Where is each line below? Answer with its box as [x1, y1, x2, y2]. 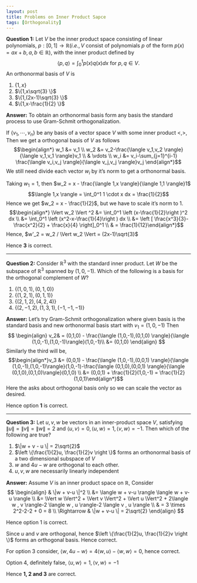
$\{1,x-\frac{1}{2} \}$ [14, 100, 65, 107]
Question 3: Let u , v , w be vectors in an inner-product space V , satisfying [6, 419, 183, 426]
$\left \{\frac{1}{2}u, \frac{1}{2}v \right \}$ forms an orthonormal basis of [14, 449, 191, 456]
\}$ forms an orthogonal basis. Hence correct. [6, 537, 118, 544]
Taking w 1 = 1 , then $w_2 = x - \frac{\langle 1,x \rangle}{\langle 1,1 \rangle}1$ [6, 180, 191, 189]
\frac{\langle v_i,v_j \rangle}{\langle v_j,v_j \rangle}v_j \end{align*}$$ [15, 158, 182, 165]
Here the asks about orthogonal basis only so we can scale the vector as [6, 384, 182, 391]
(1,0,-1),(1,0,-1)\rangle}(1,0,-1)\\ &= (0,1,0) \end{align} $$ [32, 338, 165, 346]
